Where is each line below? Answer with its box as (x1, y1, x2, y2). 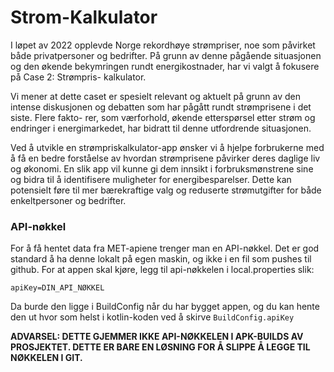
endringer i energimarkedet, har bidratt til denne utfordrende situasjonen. (10, 122, 312, 134)
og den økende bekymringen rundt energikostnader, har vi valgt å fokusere (10, 60, 320, 72)
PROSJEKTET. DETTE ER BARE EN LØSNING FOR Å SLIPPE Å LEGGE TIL (10, 341, 311, 353)
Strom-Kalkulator (10, 6, 158, 29)
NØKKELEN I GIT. (10, 352, 83, 364)
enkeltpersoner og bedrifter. (10, 194, 127, 206)
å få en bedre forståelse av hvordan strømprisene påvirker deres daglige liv (10, 152, 321, 164)
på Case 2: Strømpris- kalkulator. (10, 71, 147, 83)
